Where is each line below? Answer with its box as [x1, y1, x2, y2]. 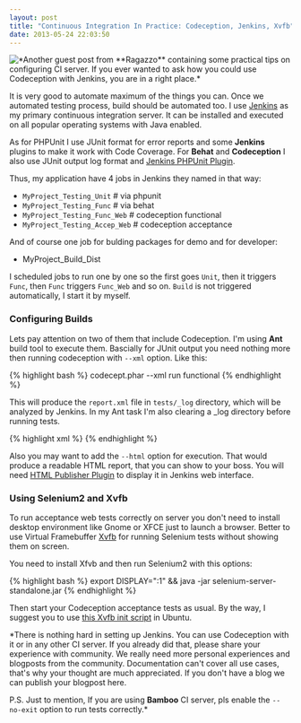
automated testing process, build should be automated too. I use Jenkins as [9, 100, 289, 111]
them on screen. [9, 540, 70, 552]
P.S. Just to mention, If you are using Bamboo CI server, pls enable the [9, 694, 271, 705]
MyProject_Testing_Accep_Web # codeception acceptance [21, 219, 233, 230]
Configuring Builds [9, 313, 93, 326]
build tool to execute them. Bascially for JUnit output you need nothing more [9, 343, 291, 353]
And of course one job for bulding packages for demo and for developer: [9, 237, 278, 248]
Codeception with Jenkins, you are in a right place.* [9, 74, 202, 84]
